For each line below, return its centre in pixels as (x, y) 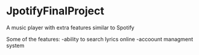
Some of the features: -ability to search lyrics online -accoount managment (100, 39)
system (15, 45)
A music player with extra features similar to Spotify (70, 27)
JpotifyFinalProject (55, 11)
